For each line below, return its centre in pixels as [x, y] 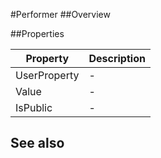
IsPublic [34, 107]
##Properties [37, 33]
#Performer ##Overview [60, 14]
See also [37, 143]
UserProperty [47, 75]
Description [117, 58]
